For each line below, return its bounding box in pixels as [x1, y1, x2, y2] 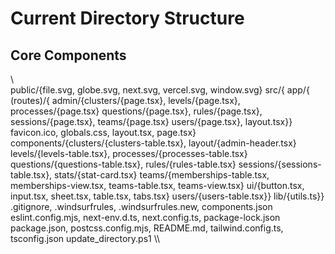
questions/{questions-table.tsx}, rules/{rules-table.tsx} [10, 158, 237, 170]
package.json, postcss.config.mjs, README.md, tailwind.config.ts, [10, 222, 284, 234]
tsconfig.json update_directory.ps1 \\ [10, 233, 161, 244]
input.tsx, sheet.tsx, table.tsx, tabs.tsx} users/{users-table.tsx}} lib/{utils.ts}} [10, 190, 325, 202]
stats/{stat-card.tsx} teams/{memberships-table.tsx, [54, 169, 270, 181]
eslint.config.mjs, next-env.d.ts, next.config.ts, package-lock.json [10, 212, 281, 223]
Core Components [10, 47, 127, 64]
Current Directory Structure [10, 7, 245, 30]
